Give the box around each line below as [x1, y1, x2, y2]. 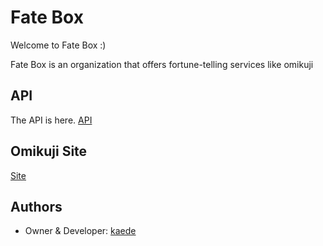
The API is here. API [10, 114, 93, 126]
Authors [10, 198, 63, 215]
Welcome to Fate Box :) [10, 39, 107, 51]
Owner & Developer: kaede [24, 225, 137, 237]
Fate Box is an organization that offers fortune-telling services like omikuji [10, 58, 314, 70]
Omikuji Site [10, 143, 88, 160]
